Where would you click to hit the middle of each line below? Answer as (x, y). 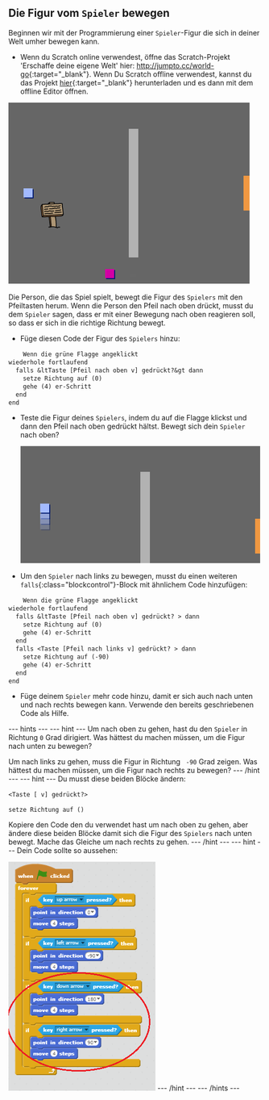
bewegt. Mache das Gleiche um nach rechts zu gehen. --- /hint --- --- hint (132, 842)
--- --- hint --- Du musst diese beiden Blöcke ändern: (97, 779)
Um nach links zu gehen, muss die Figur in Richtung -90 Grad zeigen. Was (133, 761)
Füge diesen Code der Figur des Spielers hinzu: (100, 338)
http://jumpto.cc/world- (176, 65)
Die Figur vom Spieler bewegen (89, 13)
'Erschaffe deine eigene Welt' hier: (77, 65)
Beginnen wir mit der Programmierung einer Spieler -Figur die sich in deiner (134, 32)
